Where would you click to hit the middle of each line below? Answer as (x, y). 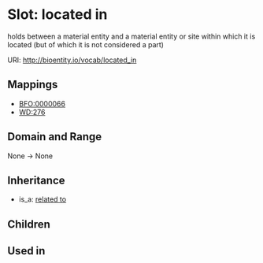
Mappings (33, 85)
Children (29, 224)
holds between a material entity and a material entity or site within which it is (131, 36)
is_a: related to (43, 199)
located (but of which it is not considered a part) (86, 44)
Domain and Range (55, 137)
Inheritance (36, 180)
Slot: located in (57, 15)
